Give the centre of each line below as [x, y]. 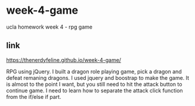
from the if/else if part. [34, 96]
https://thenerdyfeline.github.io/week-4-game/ [64, 60]
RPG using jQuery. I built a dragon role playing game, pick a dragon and [94, 71]
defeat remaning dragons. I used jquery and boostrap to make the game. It [98, 77]
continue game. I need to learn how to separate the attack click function [95, 91]
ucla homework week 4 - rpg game [49, 27]
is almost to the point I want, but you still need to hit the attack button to [94, 84]
